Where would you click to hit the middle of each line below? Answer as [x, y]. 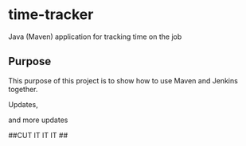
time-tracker [51, 15]
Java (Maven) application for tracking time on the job [95, 36]
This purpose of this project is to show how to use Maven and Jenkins [123, 80]
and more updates [38, 120]
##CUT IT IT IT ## [38, 135]
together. [23, 89]
